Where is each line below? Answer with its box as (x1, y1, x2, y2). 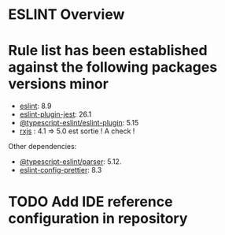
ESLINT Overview (8, 6, 125, 24)
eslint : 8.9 (19, 101, 52, 111)
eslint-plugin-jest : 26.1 (19, 110, 92, 119)
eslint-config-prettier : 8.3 (19, 166, 102, 175)
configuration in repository (8, 210, 188, 228)
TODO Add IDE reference (8, 193, 173, 211)
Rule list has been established (8, 42, 208, 60)
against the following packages (8, 58, 218, 76)
